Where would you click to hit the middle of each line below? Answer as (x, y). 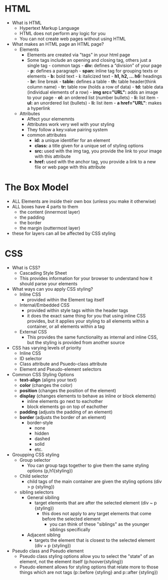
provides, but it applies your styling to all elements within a (88, 321)
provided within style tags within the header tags (78, 310)
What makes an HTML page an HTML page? (58, 44)
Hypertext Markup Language (49, 28)
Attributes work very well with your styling (71, 124)
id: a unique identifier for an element (72, 140)
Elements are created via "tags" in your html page (78, 55)
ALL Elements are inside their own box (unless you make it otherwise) (84, 201)
